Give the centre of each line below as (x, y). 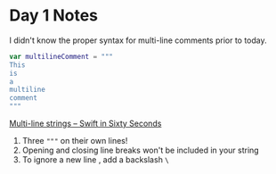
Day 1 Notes (54, 16)
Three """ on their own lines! (75, 141)
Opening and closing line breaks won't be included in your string (141, 150)
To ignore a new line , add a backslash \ (95, 160)
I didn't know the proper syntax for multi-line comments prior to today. (138, 40)
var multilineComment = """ (61, 56)
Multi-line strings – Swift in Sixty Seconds (85, 124)
